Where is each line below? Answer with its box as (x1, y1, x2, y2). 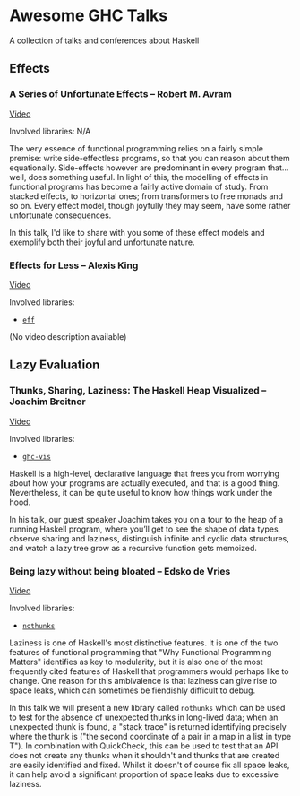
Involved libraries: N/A (9, 125, 91, 136)
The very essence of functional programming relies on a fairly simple (9, 143, 264, 153)
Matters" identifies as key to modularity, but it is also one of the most (9, 656, 263, 667)
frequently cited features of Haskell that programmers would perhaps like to (9, 665, 289, 677)
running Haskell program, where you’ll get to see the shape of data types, (9, 523, 281, 534)
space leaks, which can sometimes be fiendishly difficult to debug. (9, 685, 256, 696)
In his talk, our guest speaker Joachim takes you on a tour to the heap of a (9, 514, 284, 524)
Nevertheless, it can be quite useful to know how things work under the (9, 487, 273, 497)
